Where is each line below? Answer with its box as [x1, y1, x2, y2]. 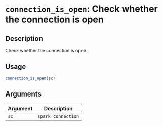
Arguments [5, 90, 42, 99]
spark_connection [37, 113, 79, 119]
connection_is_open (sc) [5, 76, 56, 81]
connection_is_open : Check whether [5, 3, 158, 15]
